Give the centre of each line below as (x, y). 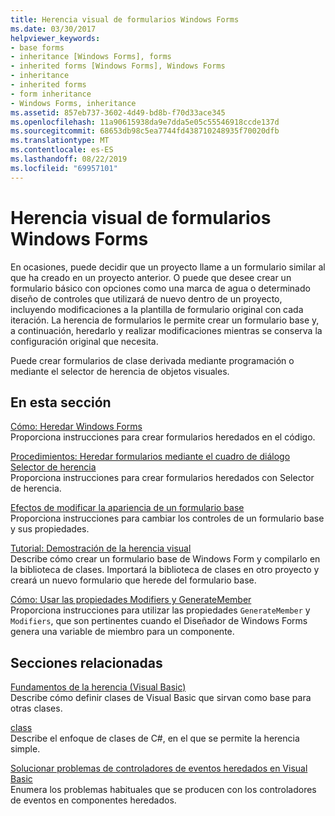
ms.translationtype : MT (60, 141)
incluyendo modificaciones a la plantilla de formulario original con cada (157, 309)
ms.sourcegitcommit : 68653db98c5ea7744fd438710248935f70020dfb (145, 131)
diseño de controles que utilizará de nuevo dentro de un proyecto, (146, 298)
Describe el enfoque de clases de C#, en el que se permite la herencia (155, 738)
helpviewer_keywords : (55, 38)
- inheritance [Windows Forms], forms (91, 57)
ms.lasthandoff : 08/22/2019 (69, 159)
